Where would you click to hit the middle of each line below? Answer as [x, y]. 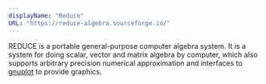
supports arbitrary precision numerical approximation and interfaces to [125, 63]
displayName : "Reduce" [46, 16]
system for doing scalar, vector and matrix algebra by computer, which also [133, 54]
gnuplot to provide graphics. [55, 71]
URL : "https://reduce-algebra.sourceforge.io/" [90, 23]
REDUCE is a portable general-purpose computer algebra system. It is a [127, 46]
